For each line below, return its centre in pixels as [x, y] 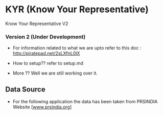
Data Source [25, 89]
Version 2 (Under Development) [45, 37]
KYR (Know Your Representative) [77, 9]
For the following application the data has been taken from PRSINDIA [85, 102]
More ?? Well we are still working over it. [55, 73]
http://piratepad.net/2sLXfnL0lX [46, 53]
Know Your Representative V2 [37, 24]
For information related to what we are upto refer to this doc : [77, 48]
